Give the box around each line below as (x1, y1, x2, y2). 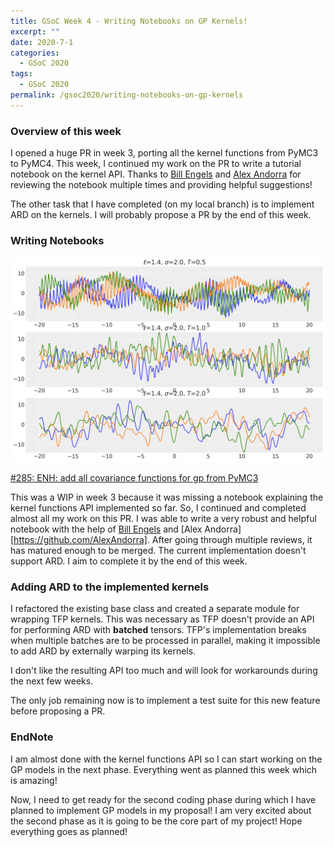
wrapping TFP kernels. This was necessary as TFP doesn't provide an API (10, 613, 315, 625)
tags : (10, 69, 33, 79)
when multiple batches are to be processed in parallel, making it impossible (10, 635, 321, 647)
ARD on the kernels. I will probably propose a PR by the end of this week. (10, 209, 312, 221)
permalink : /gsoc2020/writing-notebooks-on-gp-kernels (10, 90, 244, 100)
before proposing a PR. (10, 705, 106, 717)
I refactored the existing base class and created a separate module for (10, 603, 300, 615)
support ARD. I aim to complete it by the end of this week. (10, 555, 248, 567)
